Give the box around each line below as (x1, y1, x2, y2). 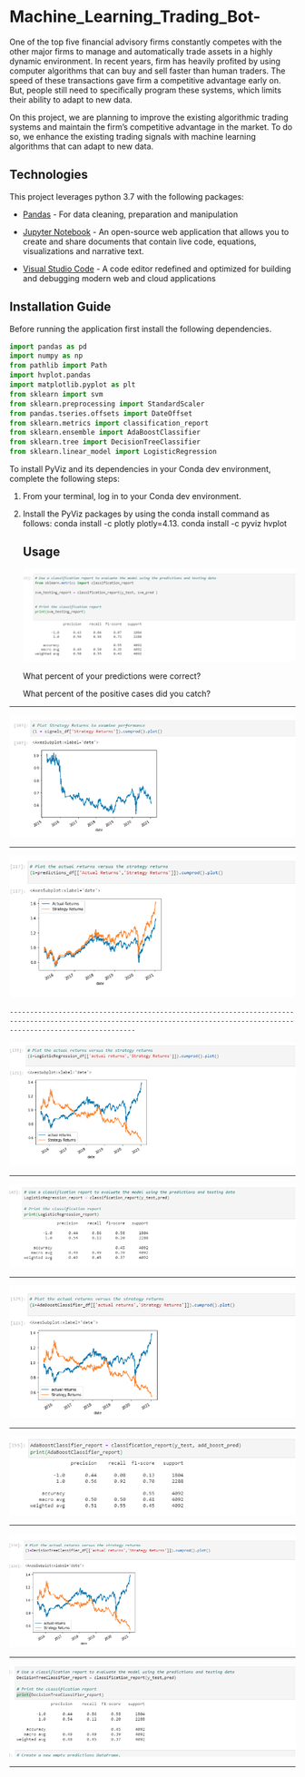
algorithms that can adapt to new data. (9, 141, 154, 152)
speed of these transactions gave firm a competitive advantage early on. (9, 74, 281, 85)
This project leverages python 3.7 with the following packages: (9, 191, 244, 201)
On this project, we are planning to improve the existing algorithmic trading (9, 112, 289, 123)
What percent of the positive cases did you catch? (22, 688, 212, 699)
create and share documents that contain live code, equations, (22, 236, 257, 247)
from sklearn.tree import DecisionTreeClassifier (9, 437, 202, 447)
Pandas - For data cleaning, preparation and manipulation (22, 209, 239, 220)
